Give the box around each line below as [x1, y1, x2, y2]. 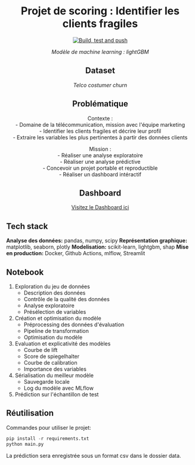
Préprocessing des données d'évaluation [23, 321, 125, 328]
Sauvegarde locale [23, 378, 70, 385]
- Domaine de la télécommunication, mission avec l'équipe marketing [15, 121, 185, 128]
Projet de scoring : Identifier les [20, 4, 180, 18]
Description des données [23, 289, 86, 296]
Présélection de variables [23, 308, 86, 315]
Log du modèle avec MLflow [23, 384, 94, 391]
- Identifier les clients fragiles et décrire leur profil [39, 127, 162, 134]
